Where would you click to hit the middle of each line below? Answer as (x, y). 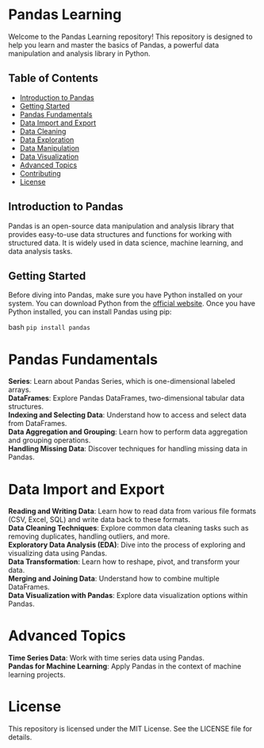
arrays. (20, 389)
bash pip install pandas (50, 328)
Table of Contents (54, 78)
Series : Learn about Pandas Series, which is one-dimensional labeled (122, 382)
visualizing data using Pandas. (58, 554)
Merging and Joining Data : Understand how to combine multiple (114, 579)
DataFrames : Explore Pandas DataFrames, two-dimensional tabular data (126, 398)
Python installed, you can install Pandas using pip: (90, 312)
